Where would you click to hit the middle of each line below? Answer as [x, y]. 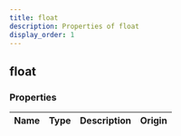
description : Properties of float [75, 26]
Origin [153, 121]
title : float [34, 18]
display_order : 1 [42, 34]
